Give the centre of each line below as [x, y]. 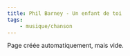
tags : [15, 20]
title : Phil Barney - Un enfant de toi [65, 13]
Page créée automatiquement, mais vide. [66, 46]
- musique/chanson [46, 26]
